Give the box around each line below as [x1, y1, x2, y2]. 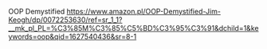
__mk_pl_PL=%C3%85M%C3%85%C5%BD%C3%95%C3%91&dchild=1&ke [8, 24, 259, 32]
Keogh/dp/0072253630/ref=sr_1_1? [8, 15, 123, 24]
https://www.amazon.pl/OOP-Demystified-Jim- [66, 7, 222, 16]
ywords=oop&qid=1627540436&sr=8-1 [8, 32, 137, 41]
